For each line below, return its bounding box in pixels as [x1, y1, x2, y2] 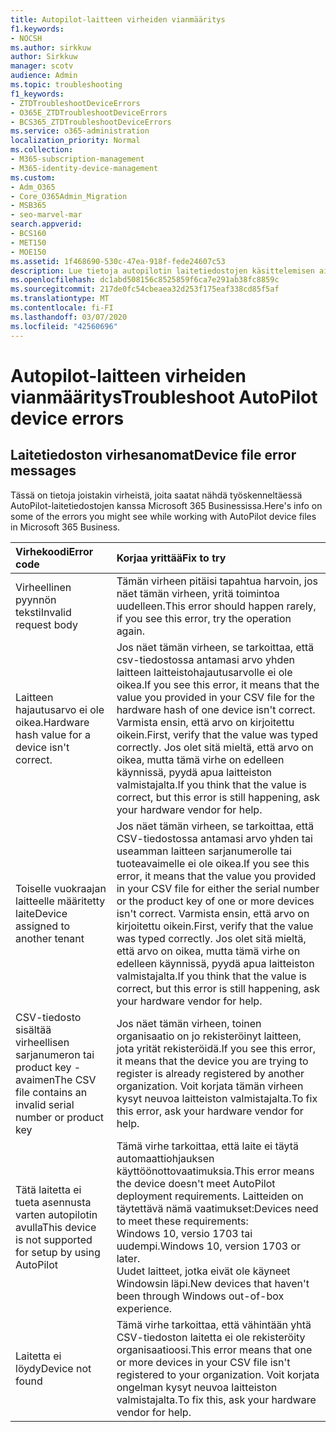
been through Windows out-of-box [116, 1289, 285, 1303]
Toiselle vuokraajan [15, 881, 107, 895]
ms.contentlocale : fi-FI [10, 303, 114, 313]
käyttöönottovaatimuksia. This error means [116, 1164, 315, 1178]
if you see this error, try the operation [116, 611, 292, 625]
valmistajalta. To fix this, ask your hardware [116, 1392, 317, 1406]
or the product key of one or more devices [116, 894, 315, 908]
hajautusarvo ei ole [15, 702, 105, 716]
